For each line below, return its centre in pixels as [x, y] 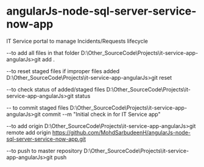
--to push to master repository [44, 151]
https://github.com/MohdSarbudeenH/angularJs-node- [121, 132]
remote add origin [29, 132]
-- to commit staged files [37, 107]
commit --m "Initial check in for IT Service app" [101, 114]
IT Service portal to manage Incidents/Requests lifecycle [77, 41]
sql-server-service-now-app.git [46, 139]
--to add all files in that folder [43, 52]
